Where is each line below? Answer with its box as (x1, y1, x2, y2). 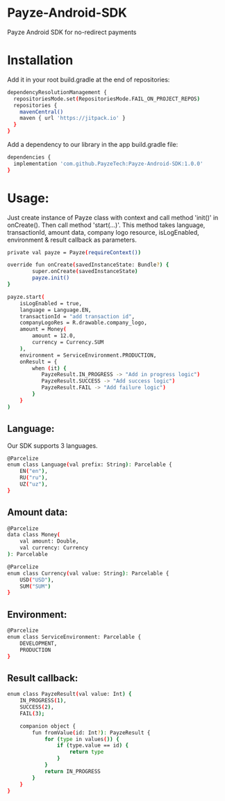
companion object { (19, 722, 76, 729)
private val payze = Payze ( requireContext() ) (7, 249, 141, 256)
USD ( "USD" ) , (19, 576, 54, 583)
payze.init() (32, 274, 70, 281)
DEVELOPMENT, (19, 639, 58, 647)
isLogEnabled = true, (19, 300, 82, 307)
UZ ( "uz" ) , (19, 481, 49, 488)
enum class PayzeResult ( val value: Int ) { (7, 691, 132, 698)
